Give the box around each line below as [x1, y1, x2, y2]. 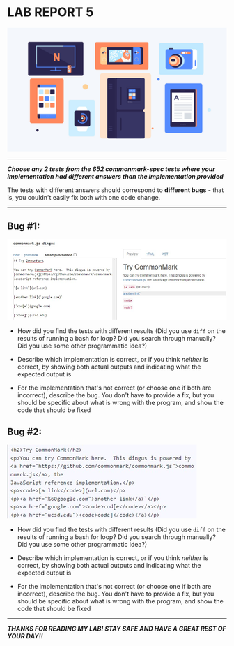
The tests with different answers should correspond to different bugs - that [7, 186, 224, 194]
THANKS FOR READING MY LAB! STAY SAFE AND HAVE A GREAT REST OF [7, 624, 226, 633]
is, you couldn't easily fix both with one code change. [7, 193, 161, 202]
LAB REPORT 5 [7, 4, 94, 20]
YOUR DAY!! [7, 632, 43, 640]
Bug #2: [7, 425, 42, 437]
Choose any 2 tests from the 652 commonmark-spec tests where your [7, 165, 216, 173]
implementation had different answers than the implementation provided [7, 172, 224, 181]
